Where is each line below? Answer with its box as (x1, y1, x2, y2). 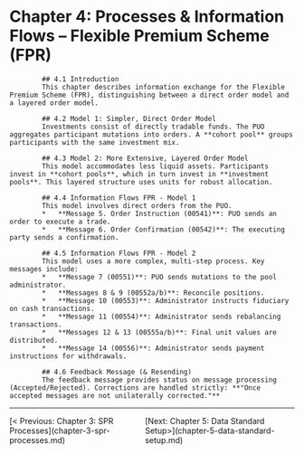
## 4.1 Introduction (42, 74, 119, 83)
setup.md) (144, 434, 184, 445)
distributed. (9, 336, 59, 345)
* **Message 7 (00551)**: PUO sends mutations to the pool (42, 272, 278, 281)
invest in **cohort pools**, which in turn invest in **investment (9, 169, 270, 178)
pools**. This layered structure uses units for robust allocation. (9, 177, 273, 186)
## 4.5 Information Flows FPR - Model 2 (42, 249, 196, 258)
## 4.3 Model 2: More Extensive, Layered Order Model (42, 154, 249, 163)
